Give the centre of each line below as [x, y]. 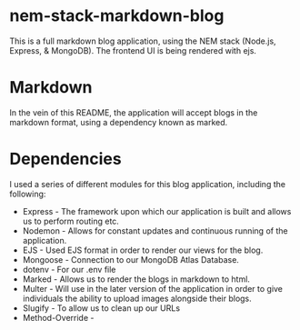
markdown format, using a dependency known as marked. [119, 122]
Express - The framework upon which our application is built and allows [157, 211]
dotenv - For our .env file [69, 269]
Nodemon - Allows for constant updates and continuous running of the [155, 230]
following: [28, 194]
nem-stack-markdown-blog [117, 16]
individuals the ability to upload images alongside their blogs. [137, 298]
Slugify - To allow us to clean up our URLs [101, 308]
